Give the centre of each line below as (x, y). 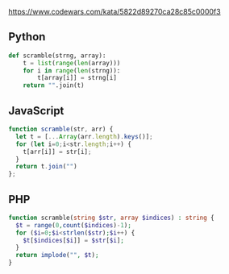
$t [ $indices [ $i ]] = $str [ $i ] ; (74, 240)
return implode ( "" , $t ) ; (57, 255)
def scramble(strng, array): (57, 56)
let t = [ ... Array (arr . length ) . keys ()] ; (84, 136)
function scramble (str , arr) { (61, 129)
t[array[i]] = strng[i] (77, 78)
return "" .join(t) (54, 85)
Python (27, 37)
